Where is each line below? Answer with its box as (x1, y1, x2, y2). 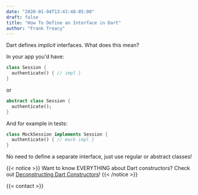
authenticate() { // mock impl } (11, 137, 95, 143)
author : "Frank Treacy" (6, 25, 66, 32)
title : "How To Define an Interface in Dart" (6, 20, 121, 26)
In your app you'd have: (6, 53, 64, 60)
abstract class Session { (6, 97, 70, 104)
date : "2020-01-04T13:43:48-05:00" (6, 8, 95, 15)
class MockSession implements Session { (6, 131, 109, 137)
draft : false (6, 14, 39, 20)
